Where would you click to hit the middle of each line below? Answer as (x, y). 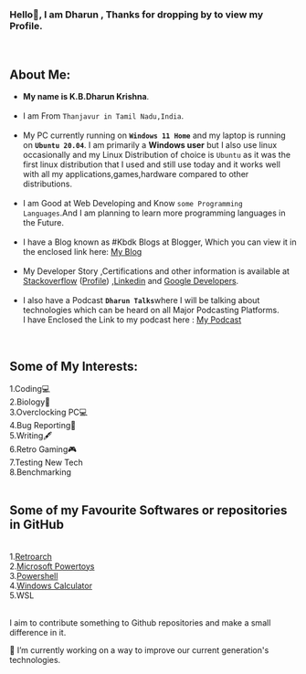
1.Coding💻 (30, 388)
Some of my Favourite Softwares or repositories (148, 511)
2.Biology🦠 (30, 402)
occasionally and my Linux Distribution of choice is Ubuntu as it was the (156, 155)
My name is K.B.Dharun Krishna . (86, 97)
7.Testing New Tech (47, 462)
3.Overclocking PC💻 (49, 412)
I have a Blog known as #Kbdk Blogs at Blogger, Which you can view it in (159, 242)
